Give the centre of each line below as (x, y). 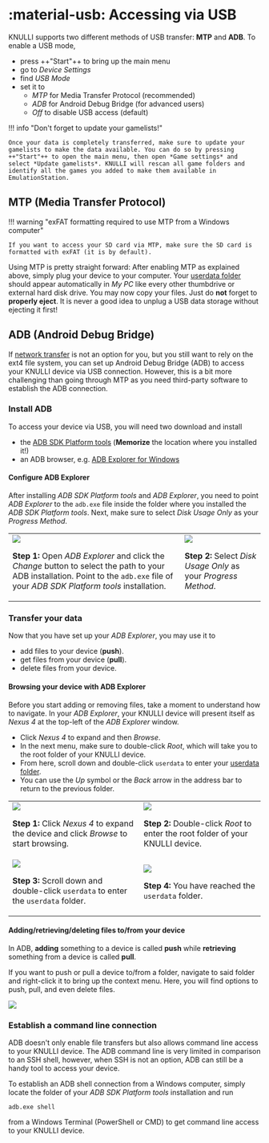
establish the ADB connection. (58, 388)
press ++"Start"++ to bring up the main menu (95, 61)
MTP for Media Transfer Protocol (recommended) (114, 95)
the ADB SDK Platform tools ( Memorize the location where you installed (139, 442)
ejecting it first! (33, 309)
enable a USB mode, (42, 45)
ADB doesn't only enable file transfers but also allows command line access (133, 1043)
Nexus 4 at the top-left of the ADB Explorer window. (94, 721)
